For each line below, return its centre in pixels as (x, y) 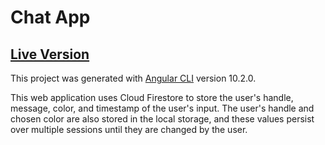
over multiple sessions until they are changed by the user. (129, 129)
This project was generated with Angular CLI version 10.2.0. (133, 78)
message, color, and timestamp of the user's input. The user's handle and (162, 108)
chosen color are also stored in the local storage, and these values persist (162, 119)
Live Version (50, 54)
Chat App (50, 17)
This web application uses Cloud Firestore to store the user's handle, (152, 97)
